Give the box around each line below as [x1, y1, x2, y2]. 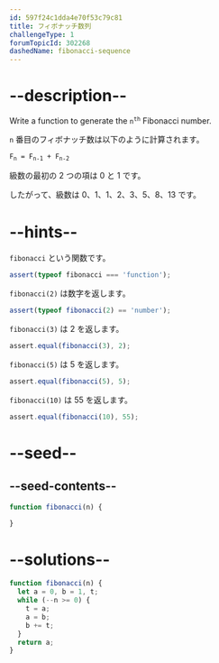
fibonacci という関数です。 [9, 253, 111, 263]
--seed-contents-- [9, 479, 117, 494]
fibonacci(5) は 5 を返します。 [9, 359, 124, 370]
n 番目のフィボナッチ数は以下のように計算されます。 [9, 134, 205, 145]
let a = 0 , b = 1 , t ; [17, 587, 99, 596]
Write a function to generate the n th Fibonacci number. [9, 115, 212, 126]
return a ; [17, 638, 54, 647]
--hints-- [9, 222, 78, 242]
